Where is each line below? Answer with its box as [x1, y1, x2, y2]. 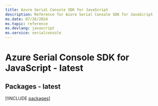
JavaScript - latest [5, 63, 83, 74]
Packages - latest [5, 82, 61, 91]
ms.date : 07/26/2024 [5, 16, 48, 21]
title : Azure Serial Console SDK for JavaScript [5, 7, 108, 12]
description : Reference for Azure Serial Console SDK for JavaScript [5, 12, 153, 17]
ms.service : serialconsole [5, 30, 61, 35]
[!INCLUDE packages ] [5, 96, 50, 101]
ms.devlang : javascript [5, 26, 55, 31]
